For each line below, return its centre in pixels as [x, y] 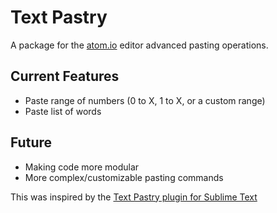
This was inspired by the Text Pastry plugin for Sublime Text [134, 197]
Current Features [65, 76]
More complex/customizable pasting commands [124, 177]
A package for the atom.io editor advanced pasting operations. [139, 45]
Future [31, 142]
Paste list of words [63, 111]
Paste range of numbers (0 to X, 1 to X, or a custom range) [145, 100]
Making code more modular [82, 167]
